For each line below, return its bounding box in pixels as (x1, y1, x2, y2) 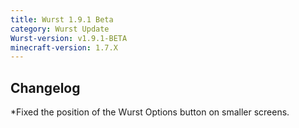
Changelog (10, 79, 81, 96)
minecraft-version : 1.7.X (10, 42, 118, 53)
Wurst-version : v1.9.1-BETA (10, 33, 128, 43)
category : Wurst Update (10, 24, 110, 34)
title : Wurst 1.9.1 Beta (10, 14, 114, 25)
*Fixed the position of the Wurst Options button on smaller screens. (10, 106, 290, 118)
